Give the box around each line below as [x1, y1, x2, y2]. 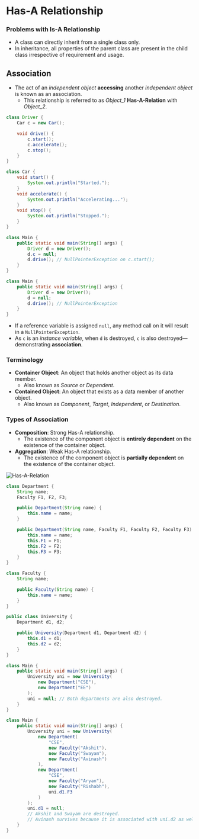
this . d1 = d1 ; [27, 635, 62, 642]
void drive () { [17, 131, 54, 137]
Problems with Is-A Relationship [6, 25, 101, 34]
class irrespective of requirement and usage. [14, 52, 124, 59]
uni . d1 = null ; [27, 805, 65, 812]
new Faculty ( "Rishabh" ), [48, 783, 110, 789]
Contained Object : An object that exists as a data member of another [14, 388, 184, 395]
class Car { [6, 169, 36, 175]
